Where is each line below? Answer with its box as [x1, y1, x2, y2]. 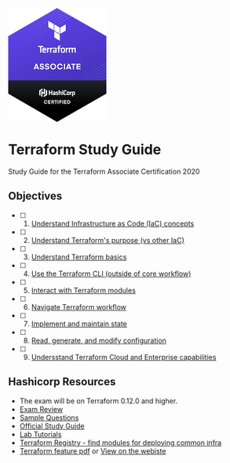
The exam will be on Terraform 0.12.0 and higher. [19, 396, 178, 406]
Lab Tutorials [19, 429, 62, 439]
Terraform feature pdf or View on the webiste [19, 446, 166, 455]
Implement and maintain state [31, 318, 128, 329]
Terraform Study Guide [8, 141, 162, 159]
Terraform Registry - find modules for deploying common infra [19, 438, 222, 447]
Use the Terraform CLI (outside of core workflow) [31, 269, 192, 278]
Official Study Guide [19, 421, 85, 431]
